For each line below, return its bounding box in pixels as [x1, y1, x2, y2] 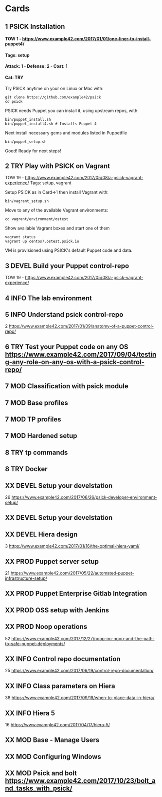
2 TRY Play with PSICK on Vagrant [5, 162, 110, 170]
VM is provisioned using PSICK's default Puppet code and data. [5, 247, 133, 253]
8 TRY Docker [5, 465, 48, 473]
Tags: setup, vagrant [30, 180, 72, 186]
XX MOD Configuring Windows [5, 752, 101, 760]
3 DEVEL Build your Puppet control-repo [5, 262, 129, 270]
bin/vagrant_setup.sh [5, 199, 49, 204]
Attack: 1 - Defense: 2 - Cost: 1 [5, 63, 68, 69]
